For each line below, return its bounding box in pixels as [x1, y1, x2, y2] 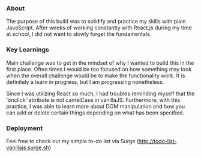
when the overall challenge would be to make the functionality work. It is [6, 72, 185, 79]
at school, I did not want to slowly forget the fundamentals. [6, 31, 152, 38]
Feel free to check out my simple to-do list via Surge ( [6, 137, 139, 144]
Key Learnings [6, 46, 50, 54]
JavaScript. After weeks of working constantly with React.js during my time [6, 24, 192, 31]
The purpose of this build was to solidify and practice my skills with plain [6, 18, 186, 25]
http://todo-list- [138, 137, 177, 144]
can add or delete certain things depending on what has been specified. [6, 109, 185, 116]
